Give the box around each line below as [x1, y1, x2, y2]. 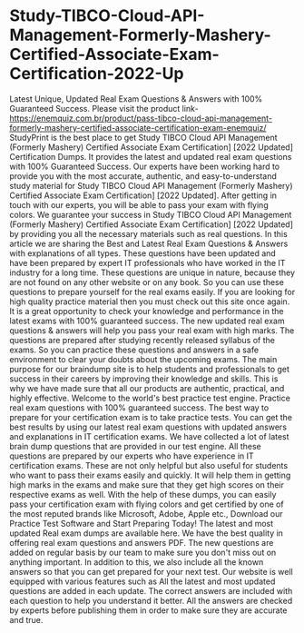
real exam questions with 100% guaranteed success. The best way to [9, 401, 270, 413]
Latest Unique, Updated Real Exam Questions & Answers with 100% [9, 93, 263, 104]
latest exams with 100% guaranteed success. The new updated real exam [9, 315, 285, 326]
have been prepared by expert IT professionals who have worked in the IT [9, 257, 286, 268]
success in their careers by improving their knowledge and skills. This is [9, 373, 279, 384]
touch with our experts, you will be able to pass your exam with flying [9, 199, 270, 210]
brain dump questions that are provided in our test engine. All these [9, 440, 261, 451]
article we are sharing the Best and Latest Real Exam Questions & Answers [9, 238, 289, 249]
